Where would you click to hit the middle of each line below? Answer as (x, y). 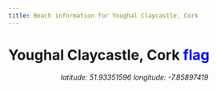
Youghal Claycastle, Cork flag (109, 55)
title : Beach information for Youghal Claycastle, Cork (103, 16)
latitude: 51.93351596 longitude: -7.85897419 (135, 77)
